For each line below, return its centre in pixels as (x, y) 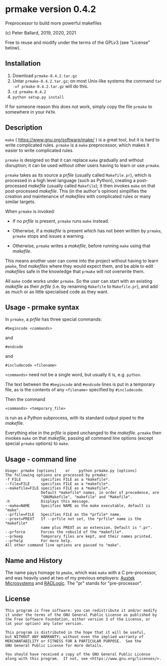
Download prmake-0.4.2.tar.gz (45, 76)
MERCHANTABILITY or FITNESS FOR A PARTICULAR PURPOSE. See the (73, 641)
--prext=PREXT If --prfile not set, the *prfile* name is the (73, 519)
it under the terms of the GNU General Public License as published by (81, 615)
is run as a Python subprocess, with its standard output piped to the (75, 418)
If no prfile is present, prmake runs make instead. (61, 221)
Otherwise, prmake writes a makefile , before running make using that (81, 246)
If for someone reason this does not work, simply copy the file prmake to (79, 107)
